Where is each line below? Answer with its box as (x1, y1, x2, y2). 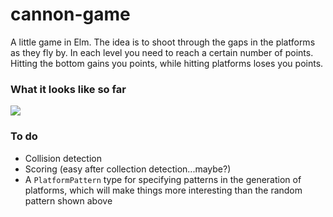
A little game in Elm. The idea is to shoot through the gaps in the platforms (10, 36, 316, 48)
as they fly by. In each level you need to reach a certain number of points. (10, 46, 314, 58)
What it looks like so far (10, 82, 127, 96)
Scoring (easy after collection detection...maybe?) (24, 163, 232, 175)
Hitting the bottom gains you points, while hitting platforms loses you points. (10, 57, 324, 69)
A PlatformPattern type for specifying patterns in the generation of (24, 173, 302, 185)
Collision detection (24, 152, 102, 164)
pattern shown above (24, 194, 113, 207)
